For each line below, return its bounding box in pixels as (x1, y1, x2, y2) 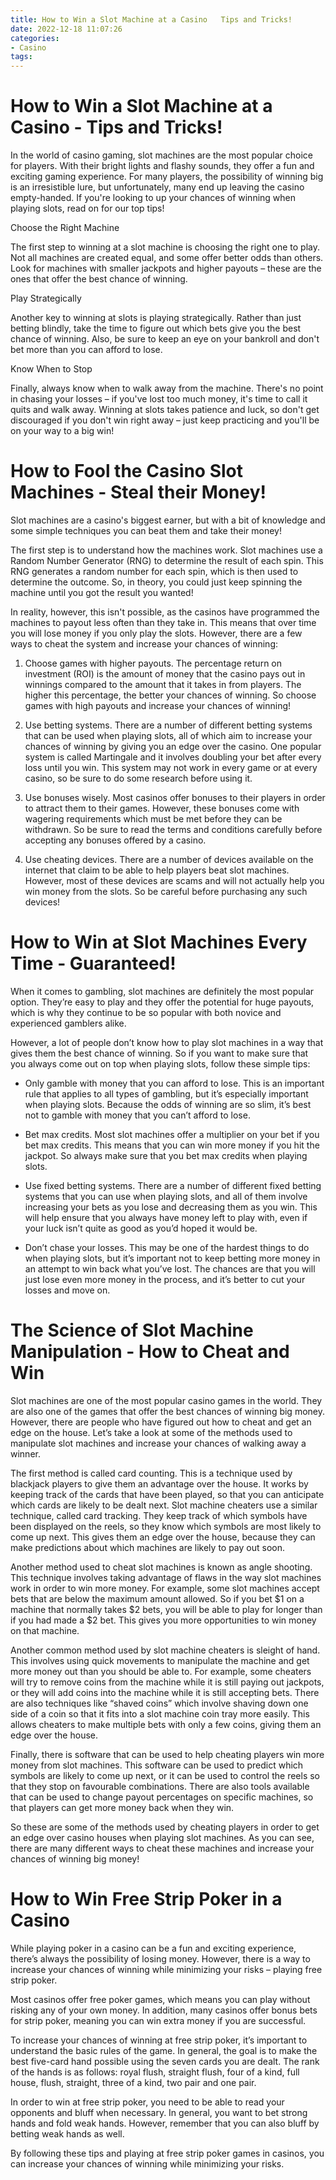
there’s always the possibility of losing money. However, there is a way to (10, 1952, 311, 1965)
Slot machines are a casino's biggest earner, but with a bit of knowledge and (10, 514, 326, 526)
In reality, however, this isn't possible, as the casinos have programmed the (10, 606, 320, 618)
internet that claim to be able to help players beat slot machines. (24, 864, 290, 876)
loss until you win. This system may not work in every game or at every (24, 762, 318, 773)
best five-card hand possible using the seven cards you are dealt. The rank (10, 2055, 320, 2067)
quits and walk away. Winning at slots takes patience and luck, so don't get (10, 404, 320, 416)
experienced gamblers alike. (10, 1017, 127, 1029)
